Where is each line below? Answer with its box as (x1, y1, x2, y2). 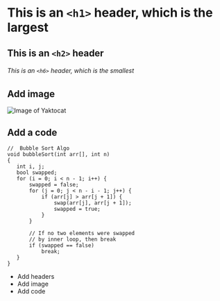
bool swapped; (16, 169, 58, 176)
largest (7, 19, 49, 35)
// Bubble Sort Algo (7, 145, 70, 152)
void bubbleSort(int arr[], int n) (7, 151, 110, 158)
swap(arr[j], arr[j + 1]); (53, 200, 132, 207)
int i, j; (16, 163, 45, 171)
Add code (17, 287, 46, 295)
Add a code (7, 126, 58, 138)
